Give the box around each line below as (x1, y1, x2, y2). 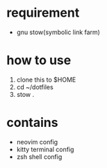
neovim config (16, 137, 58, 146)
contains (6, 115, 58, 130)
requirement (6, 5, 80, 21)
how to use (6, 52, 72, 68)
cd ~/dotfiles (16, 82, 53, 91)
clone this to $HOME (16, 75, 76, 84)
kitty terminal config (16, 145, 74, 153)
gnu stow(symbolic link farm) (16, 28, 100, 36)
